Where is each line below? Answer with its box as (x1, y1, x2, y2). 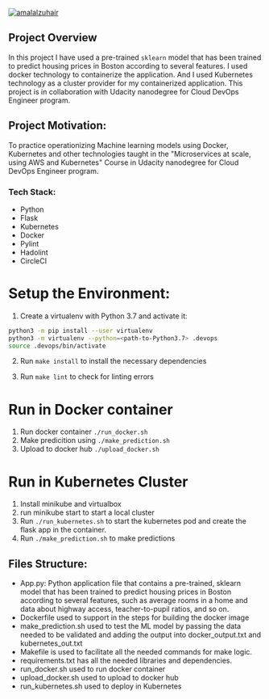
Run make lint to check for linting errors (19, 372, 155, 381)
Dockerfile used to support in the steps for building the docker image (19, 613, 250, 622)
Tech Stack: (8, 186, 56, 197)
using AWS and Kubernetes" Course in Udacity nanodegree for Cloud (8, 158, 239, 167)
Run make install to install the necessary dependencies (19, 356, 207, 366)
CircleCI (19, 255, 47, 266)
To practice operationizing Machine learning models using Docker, (8, 140, 229, 149)
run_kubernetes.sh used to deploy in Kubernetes (19, 681, 182, 691)
